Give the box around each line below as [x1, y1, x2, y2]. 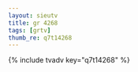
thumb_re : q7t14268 [8, 33, 73, 42]
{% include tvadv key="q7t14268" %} [8, 55, 130, 65]
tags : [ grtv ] [8, 26, 51, 34]
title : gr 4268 [8, 19, 58, 27]
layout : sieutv [8, 11, 58, 20]
